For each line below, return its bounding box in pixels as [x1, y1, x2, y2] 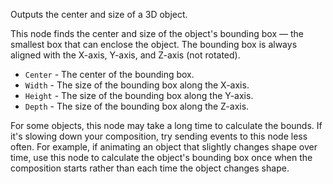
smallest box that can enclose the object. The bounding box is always [10, 39, 298, 50]
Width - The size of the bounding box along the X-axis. [24, 79, 250, 91]
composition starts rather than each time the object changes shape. [10, 162, 290, 174]
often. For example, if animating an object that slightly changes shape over [10, 141, 318, 153]
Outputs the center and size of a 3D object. [10, 9, 188, 20]
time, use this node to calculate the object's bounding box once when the [10, 152, 313, 163]
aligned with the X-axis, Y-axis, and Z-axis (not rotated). [10, 49, 241, 61]
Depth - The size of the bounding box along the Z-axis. [24, 100, 250, 112]
